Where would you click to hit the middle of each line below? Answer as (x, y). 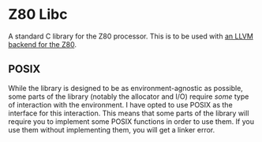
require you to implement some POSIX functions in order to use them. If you (131, 121)
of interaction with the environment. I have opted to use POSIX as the (120, 104)
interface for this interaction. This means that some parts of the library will (129, 113)
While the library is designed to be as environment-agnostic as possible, (125, 88)
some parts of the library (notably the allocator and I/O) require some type (129, 96)
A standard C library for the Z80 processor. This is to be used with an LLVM (131, 36)
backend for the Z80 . (43, 44)
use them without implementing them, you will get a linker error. (112, 129)
